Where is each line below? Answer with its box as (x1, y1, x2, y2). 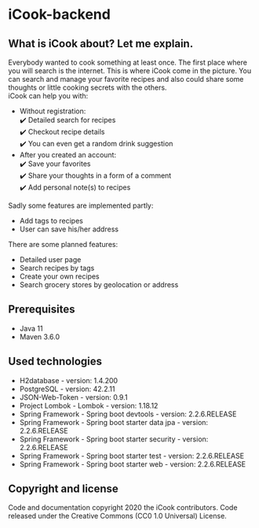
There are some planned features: (8, 240, 119, 249)
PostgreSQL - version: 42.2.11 (19, 384, 115, 393)
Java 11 (19, 323, 43, 333)
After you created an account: (19, 150, 116, 159)
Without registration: (19, 106, 86, 116)
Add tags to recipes (19, 216, 84, 225)
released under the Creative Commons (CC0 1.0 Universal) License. (8, 511, 228, 521)
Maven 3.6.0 (19, 332, 60, 342)
